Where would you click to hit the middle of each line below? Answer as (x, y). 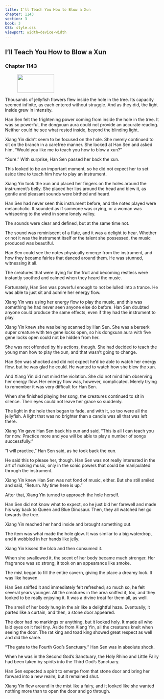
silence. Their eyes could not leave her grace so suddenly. (64, 401)
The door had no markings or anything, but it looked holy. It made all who (79, 622)
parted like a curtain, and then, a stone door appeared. (60, 612)
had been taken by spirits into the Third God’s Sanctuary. (62, 661)
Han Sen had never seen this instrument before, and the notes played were (81, 203)
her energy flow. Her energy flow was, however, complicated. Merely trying (81, 381)
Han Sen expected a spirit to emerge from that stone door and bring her (78, 671)
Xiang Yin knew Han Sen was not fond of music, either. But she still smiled (80, 480)
